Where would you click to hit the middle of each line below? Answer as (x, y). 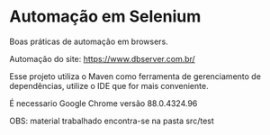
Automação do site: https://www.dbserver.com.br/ (102, 58)
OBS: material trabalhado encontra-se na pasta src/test (112, 121)
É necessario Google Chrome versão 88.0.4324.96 (103, 103)
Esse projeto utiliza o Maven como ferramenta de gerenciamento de (135, 76)
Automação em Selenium (105, 17)
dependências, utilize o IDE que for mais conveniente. (109, 85)
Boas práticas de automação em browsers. (89, 41)
